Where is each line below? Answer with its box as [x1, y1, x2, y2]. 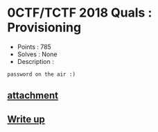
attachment [7, 90, 59, 101]
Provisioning [7, 19, 82, 35]
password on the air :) [7, 71, 76, 78]
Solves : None [17, 50, 58, 58]
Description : [17, 57, 54, 65]
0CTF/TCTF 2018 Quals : [7, 5, 152, 21]
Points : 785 [17, 42, 52, 51]
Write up [7, 113, 45, 125]
